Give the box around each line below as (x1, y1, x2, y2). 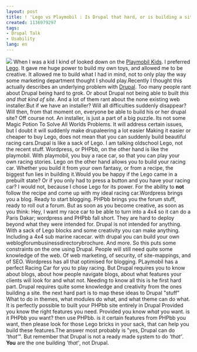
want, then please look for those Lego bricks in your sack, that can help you (6, 320, 189, 327)
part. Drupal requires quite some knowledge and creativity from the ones (6, 283, 182, 290)
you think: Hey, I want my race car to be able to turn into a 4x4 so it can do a (6, 208, 191, 215)
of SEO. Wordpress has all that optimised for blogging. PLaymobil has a (6, 258, 178, 265)
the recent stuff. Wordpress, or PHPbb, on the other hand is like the (6, 145, 169, 153)
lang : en (6, 42, 28, 48)
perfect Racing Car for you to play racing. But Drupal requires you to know (6, 264, 186, 271)
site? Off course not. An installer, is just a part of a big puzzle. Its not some (6, 114, 186, 121)
